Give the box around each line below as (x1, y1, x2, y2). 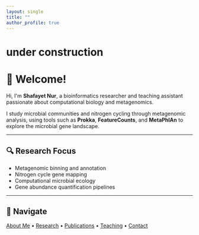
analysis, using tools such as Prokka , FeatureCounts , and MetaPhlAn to (6, 116, 184, 123)
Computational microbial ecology (14, 177, 96, 185)
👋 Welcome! (6, 72, 67, 86)
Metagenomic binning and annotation (14, 164, 107, 172)
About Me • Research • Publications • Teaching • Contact (6, 222, 148, 229)
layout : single (6, 8, 44, 15)
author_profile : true (6, 20, 60, 26)
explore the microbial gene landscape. (6, 122, 99, 129)
